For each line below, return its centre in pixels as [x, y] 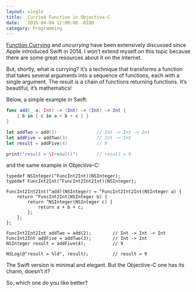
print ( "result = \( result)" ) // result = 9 [69, 154]
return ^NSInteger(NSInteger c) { [70, 202]
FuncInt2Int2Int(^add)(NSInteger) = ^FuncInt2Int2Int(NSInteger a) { [94, 192]
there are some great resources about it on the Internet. [74, 58]
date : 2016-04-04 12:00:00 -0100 [50, 23]
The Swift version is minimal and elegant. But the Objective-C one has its [95, 265]
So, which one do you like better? [47, 283]
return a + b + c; [61, 207]
